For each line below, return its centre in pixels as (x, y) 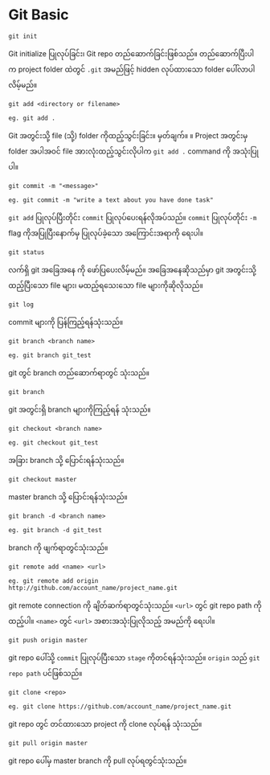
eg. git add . (32, 118)
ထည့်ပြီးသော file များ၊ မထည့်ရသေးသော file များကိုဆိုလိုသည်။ (106, 285)
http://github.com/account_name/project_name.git (93, 588)
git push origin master (48, 640)
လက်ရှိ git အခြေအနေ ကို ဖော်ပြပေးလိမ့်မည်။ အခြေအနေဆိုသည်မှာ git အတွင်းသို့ (133, 269)
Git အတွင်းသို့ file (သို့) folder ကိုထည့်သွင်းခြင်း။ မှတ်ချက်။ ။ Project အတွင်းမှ (128, 135)
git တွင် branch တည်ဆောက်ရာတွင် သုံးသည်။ (79, 372)
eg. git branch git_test (50, 355)
